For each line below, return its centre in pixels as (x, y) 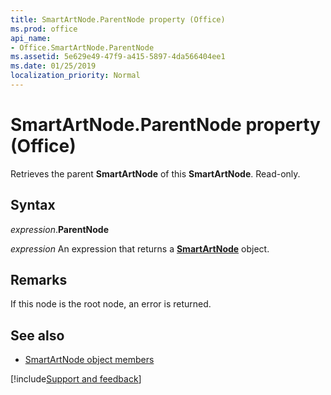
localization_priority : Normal (75, 76)
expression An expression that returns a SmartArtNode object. (140, 248)
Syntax (33, 205)
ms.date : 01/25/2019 (53, 66)
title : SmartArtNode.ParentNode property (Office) (118, 19)
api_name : (31, 38)
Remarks (39, 280)
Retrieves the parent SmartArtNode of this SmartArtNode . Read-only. (155, 173)
